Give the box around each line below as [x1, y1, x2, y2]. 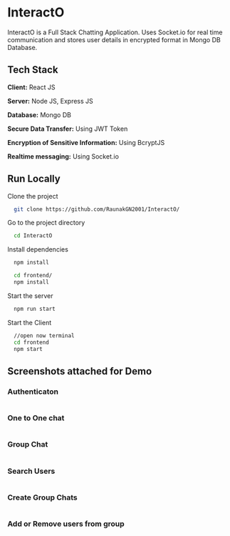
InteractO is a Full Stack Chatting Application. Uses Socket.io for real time [7, 28, 223, 36]
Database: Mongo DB [7, 110, 71, 119]
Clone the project [7, 192, 58, 200]
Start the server [7, 291, 53, 300]
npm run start [14, 305, 56, 312]
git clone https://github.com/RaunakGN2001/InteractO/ [14, 205, 180, 213]
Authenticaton [7, 387, 59, 397]
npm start [14, 345, 43, 352]
